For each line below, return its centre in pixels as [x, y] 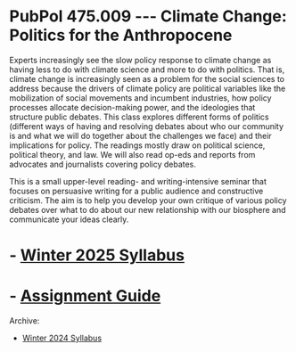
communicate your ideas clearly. [69, 219]
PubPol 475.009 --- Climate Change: [148, 16]
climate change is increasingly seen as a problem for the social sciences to [147, 78]
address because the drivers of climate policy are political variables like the [148, 88]
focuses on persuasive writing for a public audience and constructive [136, 191]
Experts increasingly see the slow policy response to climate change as [140, 60]
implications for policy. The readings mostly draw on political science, [137, 145]
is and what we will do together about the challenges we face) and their [140, 135]
